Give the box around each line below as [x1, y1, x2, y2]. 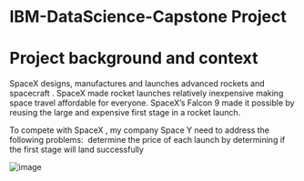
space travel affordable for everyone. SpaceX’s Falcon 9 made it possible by [9, 97, 295, 108]
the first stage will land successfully [9, 144, 144, 156]
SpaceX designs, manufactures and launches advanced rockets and [9, 78, 266, 89]
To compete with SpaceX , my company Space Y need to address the [9, 125, 270, 136]
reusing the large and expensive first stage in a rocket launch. [9, 107, 241, 118]
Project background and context [9, 48, 258, 69]
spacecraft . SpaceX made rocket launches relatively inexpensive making [9, 88, 284, 99]
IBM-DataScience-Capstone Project [9, 6, 287, 27]
